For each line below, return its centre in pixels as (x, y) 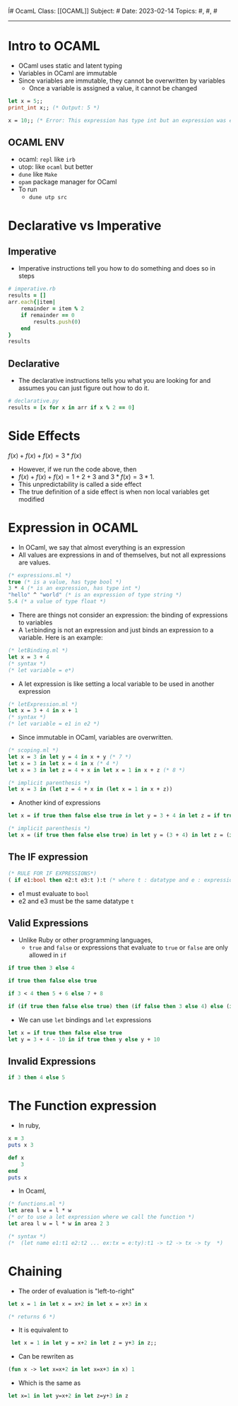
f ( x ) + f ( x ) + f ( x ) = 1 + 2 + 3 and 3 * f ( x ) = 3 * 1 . (86, 476)
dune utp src (48, 198)
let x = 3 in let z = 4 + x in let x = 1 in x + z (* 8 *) (97, 770)
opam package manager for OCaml (67, 182)
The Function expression (83, 1106)
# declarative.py (34, 401)
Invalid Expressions (52, 1061)
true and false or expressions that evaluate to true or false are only (129, 947)
